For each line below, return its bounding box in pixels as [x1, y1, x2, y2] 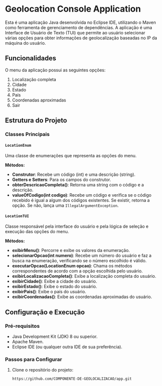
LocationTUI [5, 214, 29, 218]
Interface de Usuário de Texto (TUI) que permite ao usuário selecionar [5, 30, 146, 35]
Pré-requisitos [5, 322, 40, 329]
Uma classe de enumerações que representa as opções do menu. [5, 153, 137, 159]
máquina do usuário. [5, 40, 46, 46]
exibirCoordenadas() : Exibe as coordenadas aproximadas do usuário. [12, 294, 152, 300]
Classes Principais [5, 131, 50, 138]
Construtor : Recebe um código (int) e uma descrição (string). [12, 171, 136, 178]
